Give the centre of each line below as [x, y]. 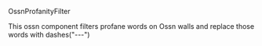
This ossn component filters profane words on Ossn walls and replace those [131, 26]
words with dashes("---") [49, 35]
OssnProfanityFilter [39, 11]
